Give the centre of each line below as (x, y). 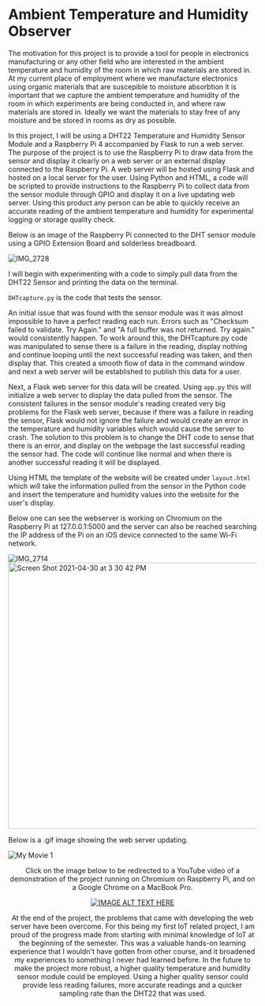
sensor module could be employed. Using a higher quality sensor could (132, 976)
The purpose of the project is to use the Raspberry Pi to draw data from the (131, 152)
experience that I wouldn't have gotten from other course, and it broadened (132, 951)
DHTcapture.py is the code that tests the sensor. (85, 297)
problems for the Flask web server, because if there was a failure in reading (131, 411)
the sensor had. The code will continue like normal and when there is (120, 454)
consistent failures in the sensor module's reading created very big (117, 404)
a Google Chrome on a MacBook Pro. (132, 887)
